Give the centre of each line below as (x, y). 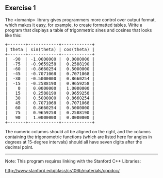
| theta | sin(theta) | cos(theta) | (50, 49)
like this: (13, 35)
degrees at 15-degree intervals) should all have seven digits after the (73, 142)
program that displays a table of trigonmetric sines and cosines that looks (79, 30)
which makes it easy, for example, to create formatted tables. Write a (74, 25)
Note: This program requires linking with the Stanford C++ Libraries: (73, 161)
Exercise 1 (21, 8)
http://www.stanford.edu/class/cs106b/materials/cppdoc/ (62, 170)
